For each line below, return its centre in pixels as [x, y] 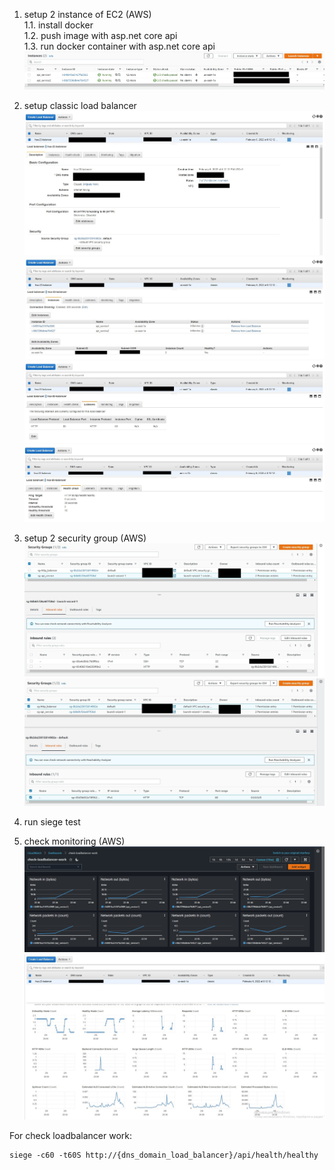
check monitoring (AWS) [74, 841]
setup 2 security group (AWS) [85, 538]
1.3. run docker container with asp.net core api [119, 46]
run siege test [52, 822]
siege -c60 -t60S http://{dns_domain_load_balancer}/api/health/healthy [164, 1155]
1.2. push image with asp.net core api [100, 35]
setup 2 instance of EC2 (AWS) [87, 14]
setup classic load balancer [80, 106]
